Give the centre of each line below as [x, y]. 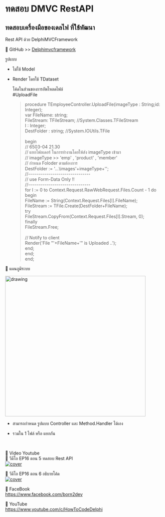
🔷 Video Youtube [22, 453]
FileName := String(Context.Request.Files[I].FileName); [81, 201]
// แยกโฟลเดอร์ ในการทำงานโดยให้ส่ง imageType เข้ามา [73, 152]
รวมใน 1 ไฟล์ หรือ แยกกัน [34, 433]
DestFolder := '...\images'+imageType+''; [67, 169]
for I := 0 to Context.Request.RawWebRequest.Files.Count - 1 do [90, 190]
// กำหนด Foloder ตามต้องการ [51, 163]
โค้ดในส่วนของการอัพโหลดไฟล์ [38, 89]
